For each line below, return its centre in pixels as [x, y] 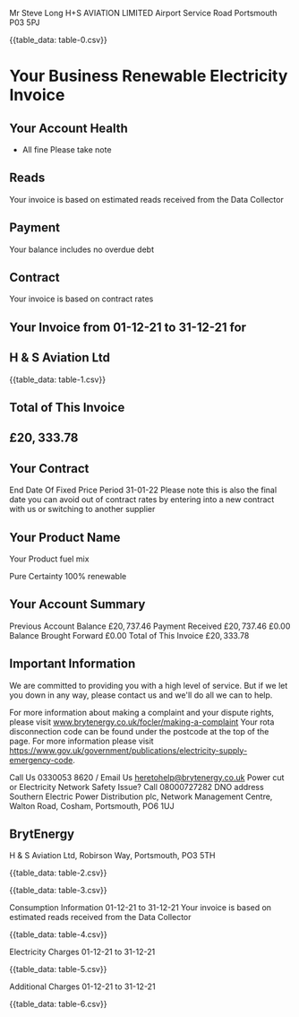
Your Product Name [65, 537]
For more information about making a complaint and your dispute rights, [142, 712]
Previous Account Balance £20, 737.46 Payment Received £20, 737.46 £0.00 [150, 626]
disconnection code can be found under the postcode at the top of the [139, 731]
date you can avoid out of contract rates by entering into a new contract [142, 500]
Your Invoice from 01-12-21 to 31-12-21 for [128, 327]
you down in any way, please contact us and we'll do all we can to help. [141, 695]
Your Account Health [68, 128]
